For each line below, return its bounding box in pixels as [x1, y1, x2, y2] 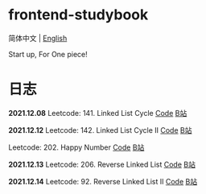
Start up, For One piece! [8, 49, 89, 59]
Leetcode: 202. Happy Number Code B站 [8, 142, 145, 152]
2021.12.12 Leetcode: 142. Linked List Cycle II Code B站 [8, 125, 192, 134]
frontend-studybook [8, 6, 149, 24]
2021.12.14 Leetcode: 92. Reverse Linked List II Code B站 [8, 176, 198, 186]
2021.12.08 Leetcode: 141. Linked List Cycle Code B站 [8, 108, 187, 118]
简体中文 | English [8, 33, 68, 43]
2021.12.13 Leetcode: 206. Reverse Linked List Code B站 [8, 159, 196, 169]
